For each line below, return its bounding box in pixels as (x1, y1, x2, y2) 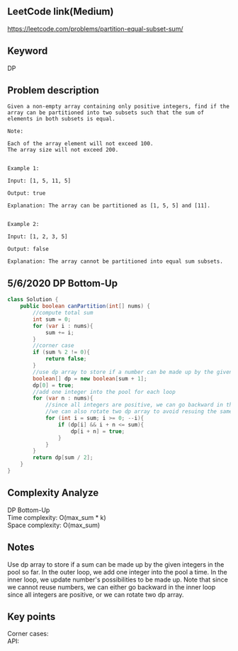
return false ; (45, 356, 87, 363)
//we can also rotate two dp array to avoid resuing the (45, 408, 217, 415)
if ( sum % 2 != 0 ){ (33, 349, 91, 356)
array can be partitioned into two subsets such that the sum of (7, 109, 204, 116)
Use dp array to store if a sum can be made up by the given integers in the (7, 560, 225, 569)
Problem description (7, 84, 99, 96)
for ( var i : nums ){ (33, 322, 93, 329)
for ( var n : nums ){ (33, 395, 93, 402)
